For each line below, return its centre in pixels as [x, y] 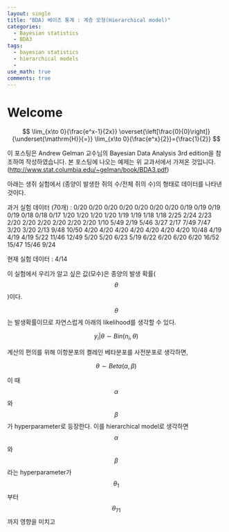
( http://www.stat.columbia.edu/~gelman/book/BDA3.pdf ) [88, 170]
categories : [24, 26]
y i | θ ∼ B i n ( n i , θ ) [116, 337]
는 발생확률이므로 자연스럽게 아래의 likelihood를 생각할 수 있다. [92, 323]
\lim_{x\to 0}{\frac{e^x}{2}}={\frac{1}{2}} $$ [157, 139]
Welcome [35, 112]
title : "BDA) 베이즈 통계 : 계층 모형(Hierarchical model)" [89, 20]
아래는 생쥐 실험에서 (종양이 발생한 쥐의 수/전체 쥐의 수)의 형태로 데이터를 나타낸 [115, 184]
